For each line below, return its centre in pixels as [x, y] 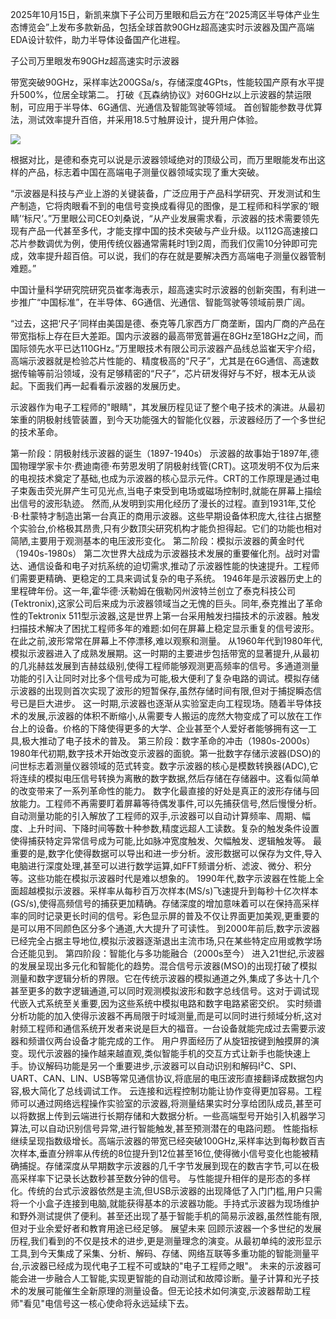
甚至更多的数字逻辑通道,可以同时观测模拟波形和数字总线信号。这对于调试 [161, 991]
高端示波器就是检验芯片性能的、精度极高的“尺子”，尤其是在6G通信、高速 [160, 361]
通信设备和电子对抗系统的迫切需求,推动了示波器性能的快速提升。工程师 [173, 566]
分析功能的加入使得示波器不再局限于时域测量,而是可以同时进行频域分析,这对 [166, 1016]
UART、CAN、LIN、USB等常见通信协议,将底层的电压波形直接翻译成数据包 [162, 1078]
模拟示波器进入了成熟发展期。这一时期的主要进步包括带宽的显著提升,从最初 [165, 653]
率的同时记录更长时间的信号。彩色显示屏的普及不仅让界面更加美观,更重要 [161, 916]
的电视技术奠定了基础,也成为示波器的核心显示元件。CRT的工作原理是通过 [161, 478]
